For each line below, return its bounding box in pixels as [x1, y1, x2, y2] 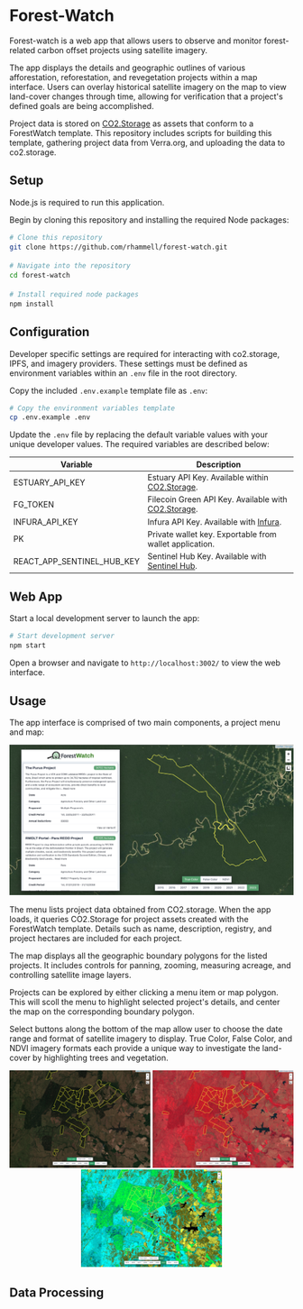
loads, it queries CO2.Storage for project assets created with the [9, 914, 250, 925]
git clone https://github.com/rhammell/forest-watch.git [9, 243, 228, 252]
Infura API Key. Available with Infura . [147, 516, 282, 527]
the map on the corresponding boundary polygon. [9, 1006, 196, 1017]
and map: [9, 727, 45, 737]
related [9, 44, 36, 55]
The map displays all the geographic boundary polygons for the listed [9, 950, 268, 961]
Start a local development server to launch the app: [9, 613, 200, 624]
